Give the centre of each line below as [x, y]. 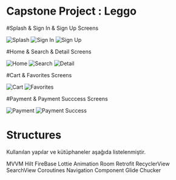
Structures [34, 135]
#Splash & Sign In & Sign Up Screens [52, 28]
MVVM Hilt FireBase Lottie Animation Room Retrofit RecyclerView [88, 164]
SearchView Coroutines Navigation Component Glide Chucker [84, 170]
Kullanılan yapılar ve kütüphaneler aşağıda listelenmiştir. [76, 152]
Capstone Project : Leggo [71, 11]
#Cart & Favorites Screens [39, 75]
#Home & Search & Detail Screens [49, 51]
